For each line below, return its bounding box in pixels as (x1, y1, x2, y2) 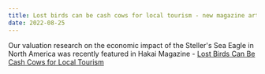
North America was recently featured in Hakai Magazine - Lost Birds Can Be (8, 49, 256, 58)
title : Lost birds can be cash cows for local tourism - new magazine (8, 11, 245, 20)
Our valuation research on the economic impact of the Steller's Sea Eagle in (8, 40, 254, 50)
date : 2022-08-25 (8, 19, 65, 27)
